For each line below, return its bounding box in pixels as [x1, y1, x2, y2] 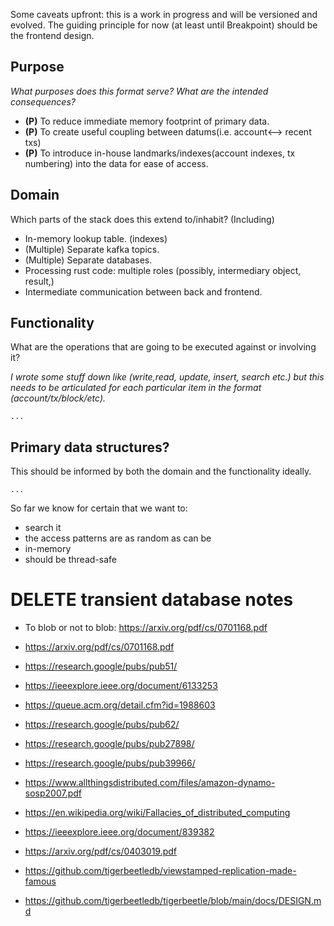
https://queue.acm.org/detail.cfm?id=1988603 [24, 699, 216, 711]
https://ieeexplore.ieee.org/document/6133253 [24, 680, 218, 692]
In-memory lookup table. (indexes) [24, 232, 168, 244]
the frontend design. [10, 30, 95, 41]
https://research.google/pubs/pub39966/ [24, 757, 196, 769]
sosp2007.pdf [24, 787, 83, 799]
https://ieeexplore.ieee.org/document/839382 [24, 826, 215, 838]
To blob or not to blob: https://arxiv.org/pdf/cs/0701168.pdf [24, 622, 268, 634]
